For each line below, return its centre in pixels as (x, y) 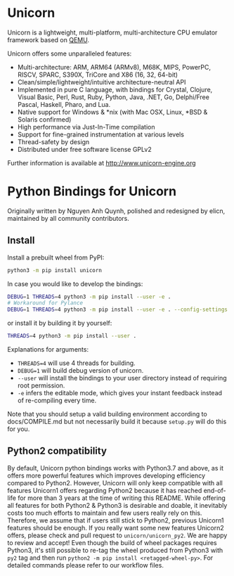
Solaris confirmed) (44, 119)
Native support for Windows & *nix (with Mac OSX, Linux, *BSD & (112, 112)
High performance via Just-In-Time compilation (86, 127)
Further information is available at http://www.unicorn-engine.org (102, 162)
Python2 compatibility (57, 451)
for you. (19, 429)
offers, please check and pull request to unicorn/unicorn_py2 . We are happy (117, 535)
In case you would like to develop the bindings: (75, 283)
